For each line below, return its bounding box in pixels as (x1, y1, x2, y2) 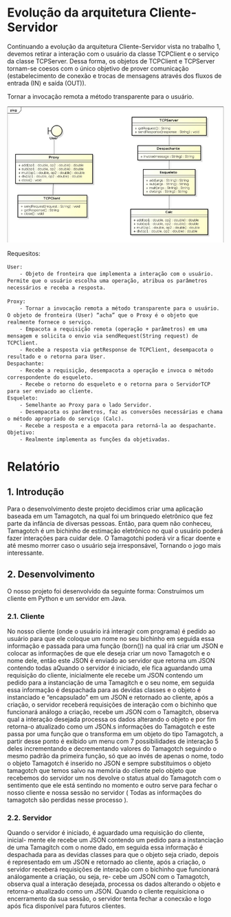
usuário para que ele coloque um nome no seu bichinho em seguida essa (7, 635, 215, 643)
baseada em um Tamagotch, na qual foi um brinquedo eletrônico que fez (7, 512, 213, 520)
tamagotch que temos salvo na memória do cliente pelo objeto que (7, 767, 197, 775)
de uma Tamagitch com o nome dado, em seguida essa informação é (7, 843, 203, 851)
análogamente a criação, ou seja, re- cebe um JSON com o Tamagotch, (7, 873, 210, 881)
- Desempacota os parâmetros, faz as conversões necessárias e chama (19, 408, 223, 415)
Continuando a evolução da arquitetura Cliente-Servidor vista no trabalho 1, (7, 42, 221, 50)
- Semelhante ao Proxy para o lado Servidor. (19, 402, 153, 408)
